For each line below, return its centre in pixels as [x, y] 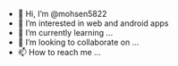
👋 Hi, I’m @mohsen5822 [62, 14]
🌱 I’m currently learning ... [65, 33]
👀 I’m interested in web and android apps [93, 23]
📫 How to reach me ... [59, 52]
